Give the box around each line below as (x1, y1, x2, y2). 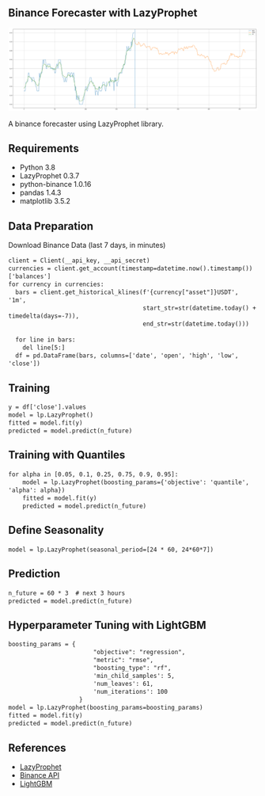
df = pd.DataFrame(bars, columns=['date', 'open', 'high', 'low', (15, 352, 239, 360)
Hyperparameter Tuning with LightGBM (8, 618, 207, 632)
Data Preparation (8, 219, 93, 233)
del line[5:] (22, 344, 66, 352)
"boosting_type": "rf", (93, 665, 172, 672)
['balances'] (8, 272, 51, 280)
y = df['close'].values (8, 403, 87, 411)
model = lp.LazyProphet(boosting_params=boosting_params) (8, 704, 203, 712)
